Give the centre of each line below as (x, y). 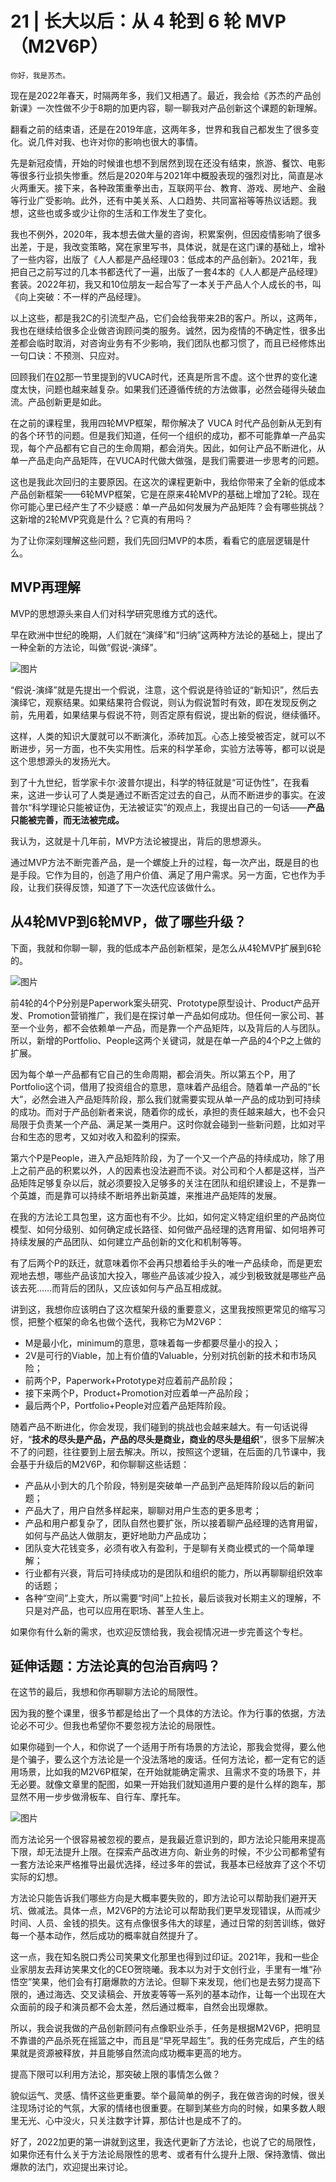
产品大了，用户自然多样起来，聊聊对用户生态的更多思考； (143, 1510)
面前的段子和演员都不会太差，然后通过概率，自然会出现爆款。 (145, 2007)
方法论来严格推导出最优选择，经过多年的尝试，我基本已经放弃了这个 (167, 1864)
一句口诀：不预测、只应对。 (67, 355)
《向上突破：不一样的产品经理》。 (78, 296)
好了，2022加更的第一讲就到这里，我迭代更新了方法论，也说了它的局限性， (166, 2142)
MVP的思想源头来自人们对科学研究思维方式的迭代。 (116, 613)
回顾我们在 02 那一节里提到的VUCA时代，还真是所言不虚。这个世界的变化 (160, 376)
